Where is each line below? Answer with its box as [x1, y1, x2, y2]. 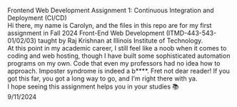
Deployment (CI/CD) [7, 14, 68, 22]
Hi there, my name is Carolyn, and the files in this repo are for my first [7, 21, 212, 29]
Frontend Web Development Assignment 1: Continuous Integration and [7, 6, 214, 14]
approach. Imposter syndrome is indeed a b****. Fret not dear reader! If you [7, 67, 231, 75]
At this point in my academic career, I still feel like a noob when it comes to [7, 44, 227, 52]
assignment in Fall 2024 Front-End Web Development [7, 29, 165, 37]
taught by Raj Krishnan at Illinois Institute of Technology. [38, 36, 203, 45]
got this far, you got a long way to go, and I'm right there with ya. [7, 74, 198, 83]
